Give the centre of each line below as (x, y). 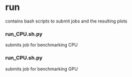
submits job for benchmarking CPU (41, 45)
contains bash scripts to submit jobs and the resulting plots (66, 21)
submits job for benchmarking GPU (41, 68)
